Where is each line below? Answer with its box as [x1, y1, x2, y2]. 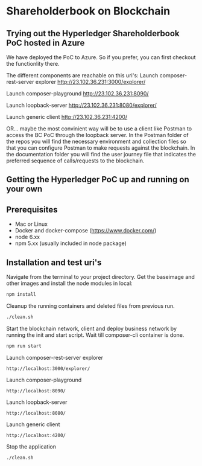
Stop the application [6, 442, 56, 450]
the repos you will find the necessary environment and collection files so [6, 138, 187, 145]
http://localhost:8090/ [6, 388, 66, 394]
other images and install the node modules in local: [6, 279, 133, 287]
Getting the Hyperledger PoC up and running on [6, 174, 189, 185]
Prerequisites [6, 204, 58, 215]
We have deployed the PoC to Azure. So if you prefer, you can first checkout [6, 54, 196, 61]
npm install [6, 292, 36, 298]
